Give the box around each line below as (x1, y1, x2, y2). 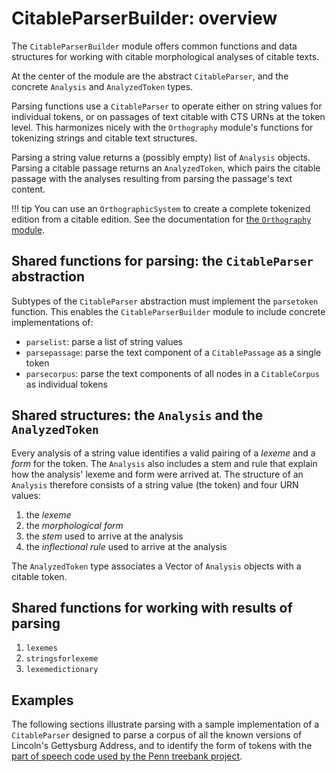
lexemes (25, 643, 58, 654)
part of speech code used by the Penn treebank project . (11, 750, 243, 762)
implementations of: (11, 316, 94, 328)
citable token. (11, 570, 68, 582)
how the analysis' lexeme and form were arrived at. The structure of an (11, 468, 304, 480)
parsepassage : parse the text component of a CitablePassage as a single (25, 346, 322, 358)
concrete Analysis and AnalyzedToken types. (11, 80, 194, 92)
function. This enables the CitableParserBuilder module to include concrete (11, 305, 326, 317)
